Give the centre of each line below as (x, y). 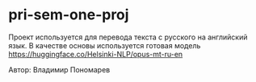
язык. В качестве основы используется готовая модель (105, 45)
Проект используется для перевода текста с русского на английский (128, 37)
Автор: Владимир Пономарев (59, 69)
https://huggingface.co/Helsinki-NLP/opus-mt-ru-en (96, 54)
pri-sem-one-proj (69, 15)
